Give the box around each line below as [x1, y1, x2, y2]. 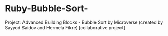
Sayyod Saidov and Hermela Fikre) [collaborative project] [5, 24, 126, 30]
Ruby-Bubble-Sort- [5, 3, 88, 14]
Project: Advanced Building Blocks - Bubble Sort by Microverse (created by [5, 19, 163, 25]
